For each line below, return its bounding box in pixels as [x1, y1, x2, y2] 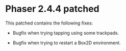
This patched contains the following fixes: [5, 20, 93, 26]
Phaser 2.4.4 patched [5, 3, 99, 15]
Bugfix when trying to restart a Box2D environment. [12, 39, 121, 46]
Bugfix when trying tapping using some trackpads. [12, 30, 119, 36]
